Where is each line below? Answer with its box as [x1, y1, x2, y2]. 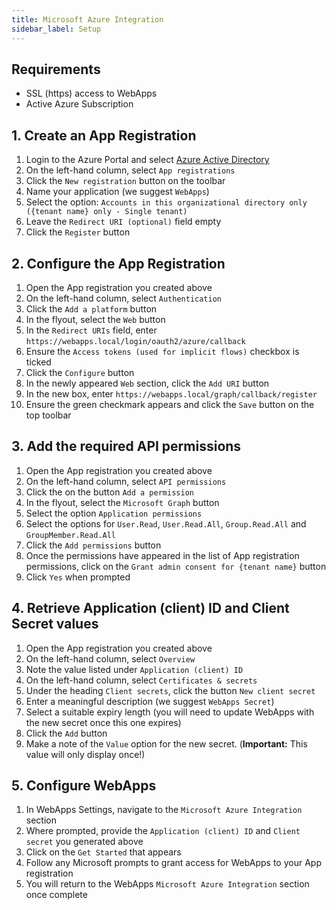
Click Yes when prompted [25, 571, 131, 583]
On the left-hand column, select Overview [25, 652, 196, 665]
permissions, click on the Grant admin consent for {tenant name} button [25, 560, 327, 572]
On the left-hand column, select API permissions [25, 475, 227, 487]
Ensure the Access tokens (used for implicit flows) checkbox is [25, 345, 300, 357]
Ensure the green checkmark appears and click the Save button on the [25, 398, 315, 410]
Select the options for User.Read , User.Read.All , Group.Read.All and [25, 517, 307, 530]
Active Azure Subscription [25, 98, 134, 110]
